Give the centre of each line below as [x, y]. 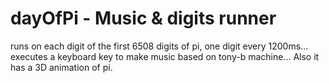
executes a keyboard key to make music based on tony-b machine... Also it [165, 56]
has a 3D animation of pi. [61, 67]
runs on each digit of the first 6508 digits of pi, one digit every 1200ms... [159, 46]
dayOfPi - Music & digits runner [143, 18]
